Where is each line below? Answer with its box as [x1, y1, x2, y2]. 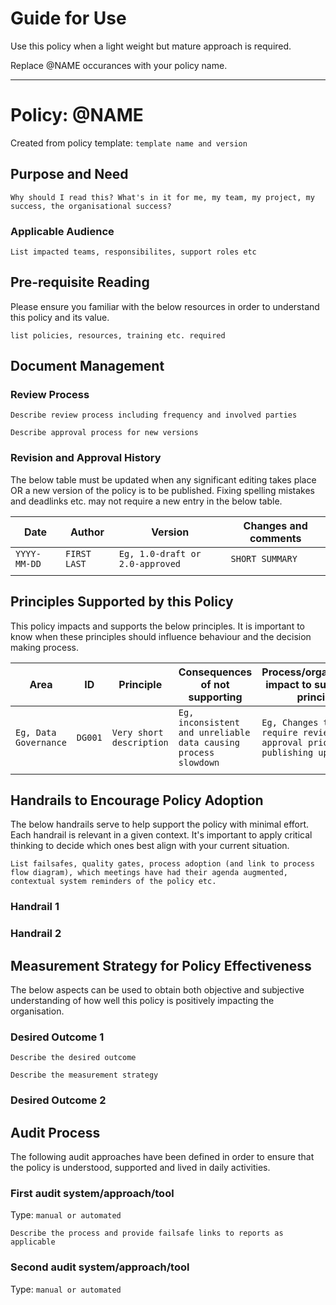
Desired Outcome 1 [10, 1030, 105, 1044]
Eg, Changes [261, 717, 319, 728]
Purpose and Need [10, 166, 129, 183]
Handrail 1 [10, 900, 60, 914]
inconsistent [178, 717, 240, 728]
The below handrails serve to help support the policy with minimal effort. [10, 818, 310, 831]
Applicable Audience [10, 224, 115, 238]
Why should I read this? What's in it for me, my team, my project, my [10, 192, 315, 202]
